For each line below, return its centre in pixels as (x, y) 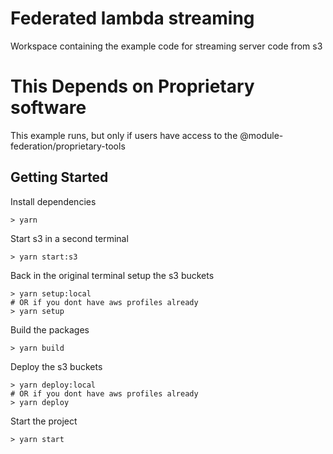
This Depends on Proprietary (132, 86)
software (48, 108)
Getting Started (59, 177)
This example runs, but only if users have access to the (124, 135)
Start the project (44, 421)
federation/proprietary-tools (68, 146)
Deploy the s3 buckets (56, 366)
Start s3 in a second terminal (69, 238)
